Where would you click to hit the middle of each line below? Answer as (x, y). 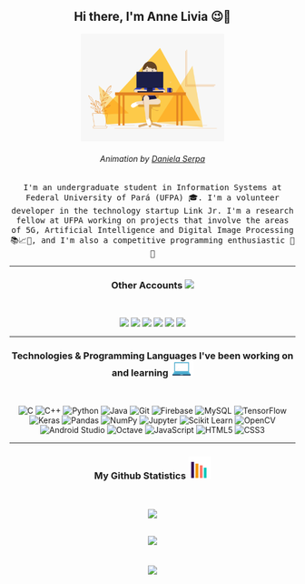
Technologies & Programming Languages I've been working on (152, 356)
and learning (140, 373)
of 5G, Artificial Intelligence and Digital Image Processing (152, 230)
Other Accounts (147, 285)
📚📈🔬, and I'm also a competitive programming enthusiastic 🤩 (152, 241)
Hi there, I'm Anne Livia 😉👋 (152, 17)
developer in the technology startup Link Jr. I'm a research (152, 211)
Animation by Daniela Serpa (152, 159)
